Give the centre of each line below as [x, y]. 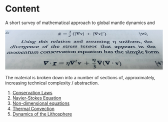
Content [22, 9]
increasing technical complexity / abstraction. [52, 83]
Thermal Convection [33, 108]
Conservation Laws [32, 92]
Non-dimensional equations [41, 103]
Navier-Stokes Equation [37, 98]
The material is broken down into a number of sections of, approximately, [80, 77]
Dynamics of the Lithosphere [42, 114]
